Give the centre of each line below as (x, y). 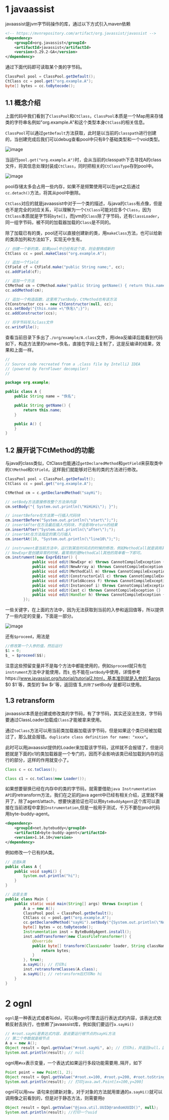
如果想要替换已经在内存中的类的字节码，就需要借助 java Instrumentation (81, 789)
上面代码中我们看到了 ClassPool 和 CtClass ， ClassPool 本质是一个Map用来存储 (84, 116)
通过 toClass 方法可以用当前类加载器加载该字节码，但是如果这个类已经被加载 (84, 730)
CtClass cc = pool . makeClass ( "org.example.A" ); (56, 253)
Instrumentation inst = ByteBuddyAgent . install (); (77, 932)
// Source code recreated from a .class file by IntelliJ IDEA (73, 364)
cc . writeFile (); (22, 327)
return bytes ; (56, 950)
